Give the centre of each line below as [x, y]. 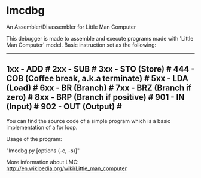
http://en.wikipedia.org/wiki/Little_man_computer [67, 168]
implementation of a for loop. [42, 127]
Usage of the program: [34, 139]
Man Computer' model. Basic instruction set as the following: [81, 45]
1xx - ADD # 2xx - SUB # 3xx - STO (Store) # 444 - [100, 69]
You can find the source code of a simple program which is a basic [89, 121]
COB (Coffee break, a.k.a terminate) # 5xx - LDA [97, 79]
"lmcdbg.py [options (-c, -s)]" [43, 151]
